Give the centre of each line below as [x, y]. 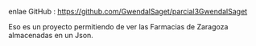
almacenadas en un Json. [51, 35]
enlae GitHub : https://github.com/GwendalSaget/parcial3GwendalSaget [128, 11]
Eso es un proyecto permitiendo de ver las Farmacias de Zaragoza [118, 27]
